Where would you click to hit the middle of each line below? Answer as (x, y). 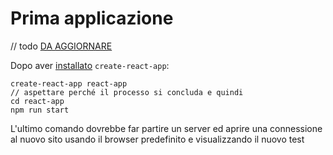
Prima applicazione (92, 18)
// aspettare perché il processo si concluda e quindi (127, 92)
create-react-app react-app (69, 83)
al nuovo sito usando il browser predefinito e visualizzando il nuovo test (157, 139)
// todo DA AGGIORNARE (61, 46)
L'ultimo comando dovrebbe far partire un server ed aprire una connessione (166, 128)
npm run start (40, 110)
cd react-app (37, 101)
